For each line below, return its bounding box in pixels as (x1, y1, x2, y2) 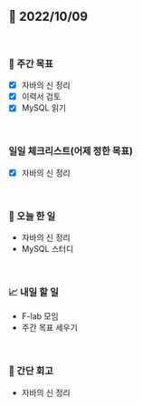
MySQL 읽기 (21, 102, 67, 113)
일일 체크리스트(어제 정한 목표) (8, 145, 133, 158)
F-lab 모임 (21, 311, 60, 322)
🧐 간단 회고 (8, 364, 53, 377)
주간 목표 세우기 (21, 323, 78, 333)
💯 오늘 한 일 (8, 209, 56, 222)
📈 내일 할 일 (8, 285, 60, 298)
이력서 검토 (21, 92, 62, 102)
